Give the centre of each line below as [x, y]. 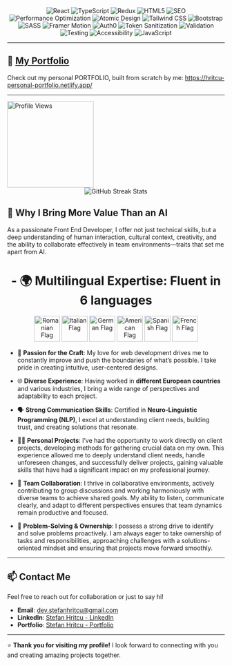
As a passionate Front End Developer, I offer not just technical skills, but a [112, 229]
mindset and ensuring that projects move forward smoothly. [127, 548]
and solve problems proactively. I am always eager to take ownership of [119, 533]
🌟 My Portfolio [38, 61]
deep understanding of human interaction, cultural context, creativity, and [112, 237]
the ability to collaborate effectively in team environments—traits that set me [116, 244]
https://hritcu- [205, 77]
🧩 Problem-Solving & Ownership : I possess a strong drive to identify [115, 526]
